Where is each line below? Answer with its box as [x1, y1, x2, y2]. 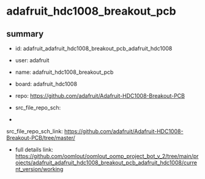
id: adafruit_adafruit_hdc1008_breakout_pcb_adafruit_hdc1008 [15, 45, 173, 52]
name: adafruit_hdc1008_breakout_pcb [15, 68, 114, 76]
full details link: [15, 146, 54, 153]
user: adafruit [15, 57, 50, 64]
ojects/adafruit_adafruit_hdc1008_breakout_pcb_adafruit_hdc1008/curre [15, 159, 198, 166]
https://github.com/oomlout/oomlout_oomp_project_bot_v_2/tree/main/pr [15, 153, 199, 159]
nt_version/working [15, 166, 64, 172]
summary [6, 29, 44, 39]
